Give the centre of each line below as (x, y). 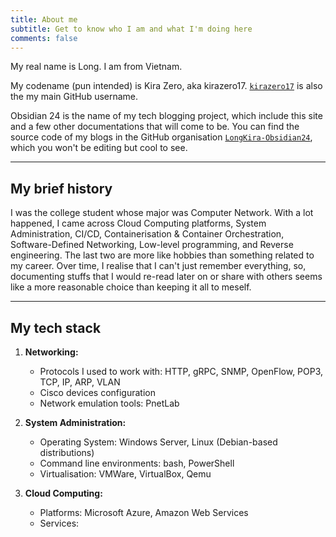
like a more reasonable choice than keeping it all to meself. (131, 287)
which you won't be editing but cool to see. (99, 148)
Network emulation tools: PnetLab (109, 403)
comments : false (44, 38)
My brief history (61, 188)
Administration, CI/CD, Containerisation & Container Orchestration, (147, 234)
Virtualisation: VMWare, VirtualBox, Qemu (125, 474)
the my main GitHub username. (74, 97)
